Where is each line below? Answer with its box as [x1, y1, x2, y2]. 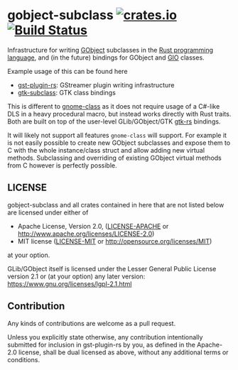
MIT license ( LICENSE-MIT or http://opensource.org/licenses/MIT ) [17, 236, 212, 245]
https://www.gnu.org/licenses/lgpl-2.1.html [7, 279, 132, 288]
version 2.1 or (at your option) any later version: [7, 272, 146, 281]
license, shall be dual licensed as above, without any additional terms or [18, 348, 229, 357]
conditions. [7, 355, 40, 364]
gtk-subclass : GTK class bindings [17, 88, 116, 97]
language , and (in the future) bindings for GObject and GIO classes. [7, 53, 205, 62]
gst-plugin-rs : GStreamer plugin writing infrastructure [17, 80, 175, 89]
